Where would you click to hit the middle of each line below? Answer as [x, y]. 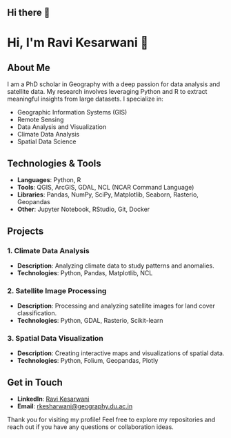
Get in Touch [35, 382]
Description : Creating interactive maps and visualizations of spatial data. [121, 353]
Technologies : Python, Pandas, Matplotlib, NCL [85, 272]
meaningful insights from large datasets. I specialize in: [86, 99]
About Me [29, 67]
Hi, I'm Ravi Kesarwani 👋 [78, 42]
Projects [26, 231]
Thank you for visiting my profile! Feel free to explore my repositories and [111, 420]
